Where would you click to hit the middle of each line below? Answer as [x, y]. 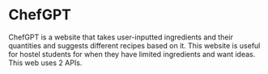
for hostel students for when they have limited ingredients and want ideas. [132, 54]
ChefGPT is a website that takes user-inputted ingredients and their [121, 37]
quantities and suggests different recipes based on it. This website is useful [134, 45]
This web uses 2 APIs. [45, 63]
